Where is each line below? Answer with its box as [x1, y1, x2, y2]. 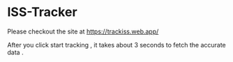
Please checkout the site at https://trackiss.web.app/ [7, 27, 159, 36]
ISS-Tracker [7, 4, 78, 20]
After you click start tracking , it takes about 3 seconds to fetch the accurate [7, 40, 227, 49]
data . [7, 48, 24, 56]
